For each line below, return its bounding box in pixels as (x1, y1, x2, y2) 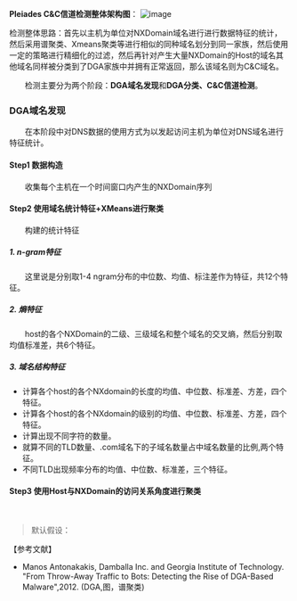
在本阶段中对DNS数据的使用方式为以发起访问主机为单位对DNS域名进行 (25, 127, 285, 137)
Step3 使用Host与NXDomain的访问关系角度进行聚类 (9, 486, 202, 497)
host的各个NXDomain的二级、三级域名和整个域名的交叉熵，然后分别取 (25, 328, 283, 339)
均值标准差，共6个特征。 (9, 339, 100, 350)
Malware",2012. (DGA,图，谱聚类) (21, 581, 145, 592)
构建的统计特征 (25, 225, 80, 235)
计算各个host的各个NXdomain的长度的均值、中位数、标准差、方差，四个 (21, 385, 287, 396)
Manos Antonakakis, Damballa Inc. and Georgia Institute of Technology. (21, 561, 285, 572)
